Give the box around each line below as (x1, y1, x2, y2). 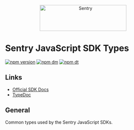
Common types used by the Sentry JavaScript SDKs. (5, 119, 113, 125)
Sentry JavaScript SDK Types (5, 43, 130, 54)
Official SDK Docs (12, 87, 49, 92)
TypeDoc (12, 91, 31, 97)
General (5, 106, 31, 115)
